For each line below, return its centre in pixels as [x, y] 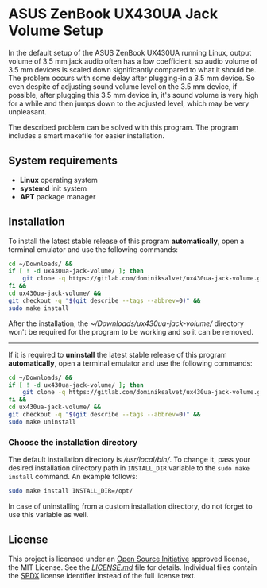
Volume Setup [56, 31]
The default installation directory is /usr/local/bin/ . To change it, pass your [129, 460]
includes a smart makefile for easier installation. [86, 135]
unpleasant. [27, 111]
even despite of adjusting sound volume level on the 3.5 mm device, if [123, 86]
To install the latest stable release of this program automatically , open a [126, 241]
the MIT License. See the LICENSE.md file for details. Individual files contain [133, 567]
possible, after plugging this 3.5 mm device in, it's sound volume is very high [133, 95]
